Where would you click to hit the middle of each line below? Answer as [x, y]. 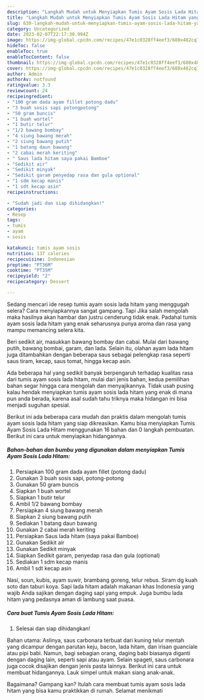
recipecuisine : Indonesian [41, 259]
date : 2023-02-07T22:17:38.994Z [48, 35]
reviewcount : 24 [27, 91]
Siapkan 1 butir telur [40, 497]
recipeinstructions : [33, 192]
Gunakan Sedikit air [40, 542]
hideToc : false [26, 46]
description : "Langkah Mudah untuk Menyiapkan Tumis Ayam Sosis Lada [97, 12]
